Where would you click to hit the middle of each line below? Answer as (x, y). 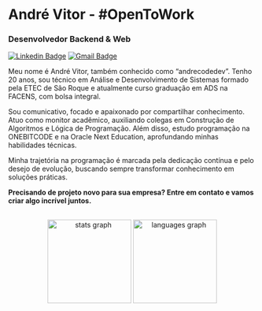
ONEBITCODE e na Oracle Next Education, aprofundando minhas (113, 137)
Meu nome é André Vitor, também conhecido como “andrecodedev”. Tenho (130, 72)
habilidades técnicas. (42, 145)
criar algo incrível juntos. (50, 201)
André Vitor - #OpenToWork (101, 15)
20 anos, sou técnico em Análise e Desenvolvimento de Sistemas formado (129, 80)
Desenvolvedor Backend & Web (70, 39)
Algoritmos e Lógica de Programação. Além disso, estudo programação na (129, 128)
